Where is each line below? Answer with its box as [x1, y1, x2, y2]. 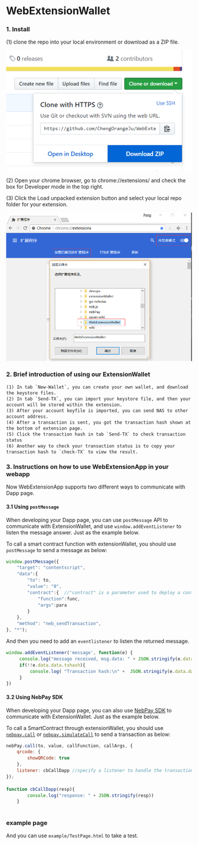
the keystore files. [6, 390, 57, 396]
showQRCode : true [27, 755, 70, 761]
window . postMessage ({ [6, 559, 60, 565]
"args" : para [37, 602, 67, 608]
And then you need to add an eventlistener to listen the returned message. [6, 638, 190, 645]
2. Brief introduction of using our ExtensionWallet [6, 370, 150, 378]
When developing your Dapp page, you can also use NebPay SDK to [6, 707, 172, 714]
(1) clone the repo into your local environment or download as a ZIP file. [6, 38, 180, 45]
